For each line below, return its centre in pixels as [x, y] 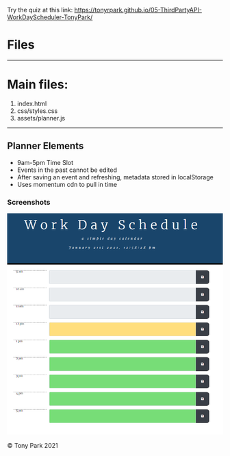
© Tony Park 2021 [33, 446]
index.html [32, 103]
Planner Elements [46, 146]
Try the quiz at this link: [40, 10]
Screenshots [29, 202]
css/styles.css [37, 111]
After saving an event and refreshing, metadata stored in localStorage [115, 177]
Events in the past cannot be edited [67, 170]
